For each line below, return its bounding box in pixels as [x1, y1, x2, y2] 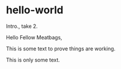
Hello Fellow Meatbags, [6, 34, 62, 41]
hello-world [6, 3, 64, 17]
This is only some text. [6, 56, 60, 63]
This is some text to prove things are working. [6, 45, 116, 52]
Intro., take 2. [6, 23, 38, 30]
